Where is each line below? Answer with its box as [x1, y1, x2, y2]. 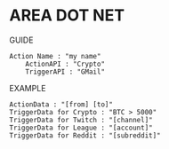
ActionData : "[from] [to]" [9, 99, 114, 109]
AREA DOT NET [9, 5, 125, 26]
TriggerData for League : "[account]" [9, 123, 153, 132]
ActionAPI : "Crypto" [25, 59, 105, 68]
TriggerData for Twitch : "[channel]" [9, 115, 153, 124]
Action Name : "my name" [9, 51, 101, 60]
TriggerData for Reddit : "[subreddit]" [9, 130, 162, 140]
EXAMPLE [9, 82, 46, 93]
